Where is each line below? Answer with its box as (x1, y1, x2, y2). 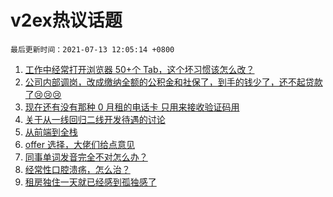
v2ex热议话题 (10, 9, 123, 32)
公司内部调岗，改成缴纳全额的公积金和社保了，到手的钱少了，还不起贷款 (24, 76, 323, 88)
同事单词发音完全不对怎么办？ (24, 151, 148, 163)
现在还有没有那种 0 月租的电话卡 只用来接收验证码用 (24, 101, 240, 113)
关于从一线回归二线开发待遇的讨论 (24, 113, 166, 125)
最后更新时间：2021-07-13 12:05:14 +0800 (10, 44, 175, 55)
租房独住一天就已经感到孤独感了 (24, 176, 157, 188)
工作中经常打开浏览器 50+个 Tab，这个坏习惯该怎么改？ (24, 63, 255, 75)
